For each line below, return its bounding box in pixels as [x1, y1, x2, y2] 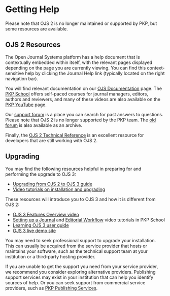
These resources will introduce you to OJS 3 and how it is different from [5, 196, 156, 202]
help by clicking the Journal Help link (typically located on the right [25, 70, 165, 76]
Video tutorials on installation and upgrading [12, 186, 106, 192]
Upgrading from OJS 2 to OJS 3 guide [12, 181, 93, 187]
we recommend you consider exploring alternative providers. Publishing [5, 269, 156, 275]
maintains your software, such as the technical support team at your [5, 248, 148, 254]
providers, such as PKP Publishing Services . [5, 285, 98, 291]
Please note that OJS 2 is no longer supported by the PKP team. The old [5, 117, 156, 123]
